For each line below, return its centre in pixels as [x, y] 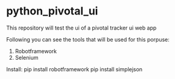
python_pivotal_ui [52, 11]
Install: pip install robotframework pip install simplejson [75, 69]
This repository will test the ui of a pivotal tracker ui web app [81, 28]
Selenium [27, 57]
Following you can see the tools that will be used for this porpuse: [88, 39]
